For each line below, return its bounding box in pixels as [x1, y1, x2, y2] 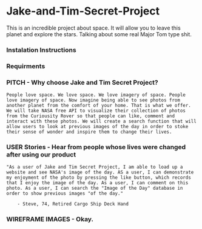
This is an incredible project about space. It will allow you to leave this [6, 24, 181, 31]
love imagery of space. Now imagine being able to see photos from [6, 97, 181, 103]
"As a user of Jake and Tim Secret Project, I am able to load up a [6, 164, 183, 170]
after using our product [6, 150, 76, 158]
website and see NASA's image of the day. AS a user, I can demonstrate [6, 169, 194, 176]
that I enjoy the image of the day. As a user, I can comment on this [6, 180, 189, 186]
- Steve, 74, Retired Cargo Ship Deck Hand [17, 201, 129, 207]
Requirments [6, 62, 45, 70]
